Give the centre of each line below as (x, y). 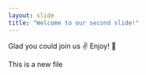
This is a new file (36, 64)
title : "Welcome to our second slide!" (74, 23)
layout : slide (32, 15)
